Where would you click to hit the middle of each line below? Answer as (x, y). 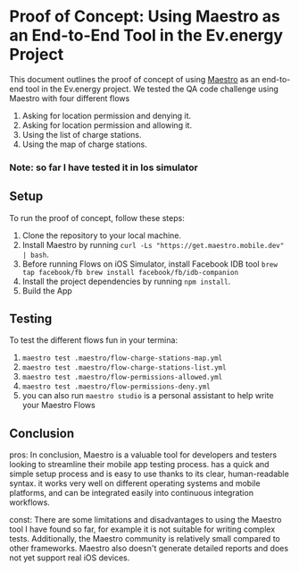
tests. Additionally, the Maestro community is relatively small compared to (145, 539)
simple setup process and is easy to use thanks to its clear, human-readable (149, 474)
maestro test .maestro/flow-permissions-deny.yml (116, 387)
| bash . (35, 254)
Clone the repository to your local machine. (101, 235)
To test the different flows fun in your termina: (94, 340)
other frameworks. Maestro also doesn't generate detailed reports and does (149, 549)
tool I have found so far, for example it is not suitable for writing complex (142, 529)
